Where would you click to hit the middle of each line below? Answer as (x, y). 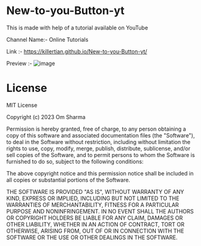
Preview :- (19, 63)
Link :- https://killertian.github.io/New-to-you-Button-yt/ (77, 51)
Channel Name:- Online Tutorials (47, 39)
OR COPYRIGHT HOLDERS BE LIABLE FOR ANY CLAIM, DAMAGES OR (95, 218)
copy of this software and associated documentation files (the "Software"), (101, 135)
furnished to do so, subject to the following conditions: (75, 161)
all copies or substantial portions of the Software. (68, 180)
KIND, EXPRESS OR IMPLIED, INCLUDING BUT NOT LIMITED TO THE (93, 198)
